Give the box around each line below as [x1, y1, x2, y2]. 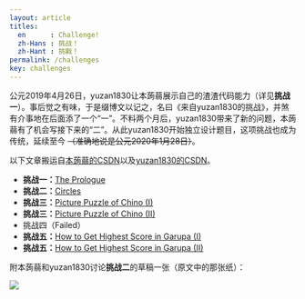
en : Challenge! [17, 30, 100, 39]
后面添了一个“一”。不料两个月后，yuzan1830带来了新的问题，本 [48, 113, 289, 124]
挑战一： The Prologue [22, 174, 107, 184]
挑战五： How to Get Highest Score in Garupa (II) [22, 242, 204, 253]
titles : [9, 22, 39, 31]
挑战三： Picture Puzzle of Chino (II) [22, 208, 157, 219]
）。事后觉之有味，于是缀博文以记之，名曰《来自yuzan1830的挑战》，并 [17, 101, 282, 112]
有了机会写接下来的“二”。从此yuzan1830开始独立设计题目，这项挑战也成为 [16, 124, 297, 135]
